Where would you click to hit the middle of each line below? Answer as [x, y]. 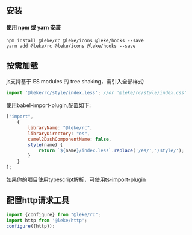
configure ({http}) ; [31, 226]
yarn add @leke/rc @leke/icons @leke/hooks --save [71, 46]
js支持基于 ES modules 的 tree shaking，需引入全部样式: [76, 82]
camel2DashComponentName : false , [70, 139]
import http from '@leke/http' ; [47, 220]
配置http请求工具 [38, 200]
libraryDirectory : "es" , [59, 134]
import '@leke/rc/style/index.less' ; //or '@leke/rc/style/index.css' [97, 93]
